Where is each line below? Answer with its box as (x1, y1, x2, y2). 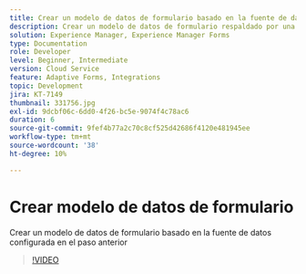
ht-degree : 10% (9, 149, 67, 158)
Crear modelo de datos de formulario (9, 196, 294, 217)
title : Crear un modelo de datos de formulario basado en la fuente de (9, 13, 287, 23)
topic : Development (9, 81, 84, 90)
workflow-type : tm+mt (9, 132, 92, 142)
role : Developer (9, 47, 71, 57)
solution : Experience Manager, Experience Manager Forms (9, 30, 230, 39)
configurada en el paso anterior (9, 237, 127, 248)
